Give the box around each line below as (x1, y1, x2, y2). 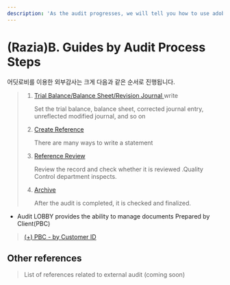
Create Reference (34, 125, 84, 134)
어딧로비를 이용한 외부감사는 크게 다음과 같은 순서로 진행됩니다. (7, 77, 176, 86)
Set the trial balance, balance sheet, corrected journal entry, (34, 104, 204, 113)
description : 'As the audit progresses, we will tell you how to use (7, 10, 210, 17)
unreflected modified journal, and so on (34, 112, 146, 120)
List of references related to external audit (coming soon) (23, 271, 186, 279)
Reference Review (34, 151, 86, 160)
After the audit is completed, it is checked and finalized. (34, 199, 192, 207)
